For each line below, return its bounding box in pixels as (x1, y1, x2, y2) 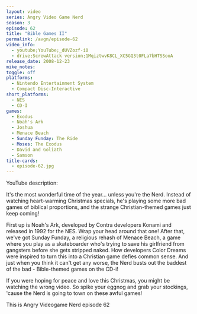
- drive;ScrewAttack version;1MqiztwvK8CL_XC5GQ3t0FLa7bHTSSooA (11, 53, 173, 59)
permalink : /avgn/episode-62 (6, 36, 78, 42)
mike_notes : (6, 64, 35, 70)
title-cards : (6, 158, 38, 164)
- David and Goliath (11, 147, 62, 153)
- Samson (11, 152, 33, 158)
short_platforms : (6, 91, 49, 97)
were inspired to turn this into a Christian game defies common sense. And (6, 253, 189, 260)
